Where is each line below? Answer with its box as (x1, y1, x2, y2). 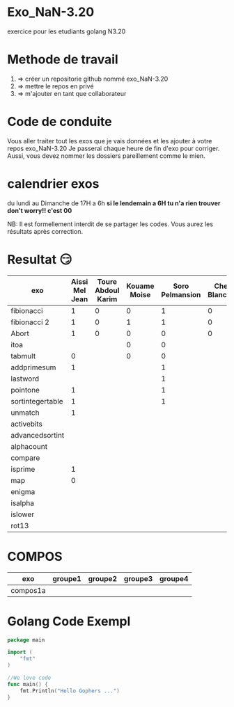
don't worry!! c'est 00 (7, 206, 72, 214)
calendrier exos (7, 176, 100, 191)
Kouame (126, 281, 155, 291)
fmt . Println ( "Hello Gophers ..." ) (19, 687, 120, 694)
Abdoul (95, 285, 120, 295)
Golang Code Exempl (7, 613, 131, 629)
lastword (10, 374, 40, 383)
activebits (10, 419, 43, 429)
